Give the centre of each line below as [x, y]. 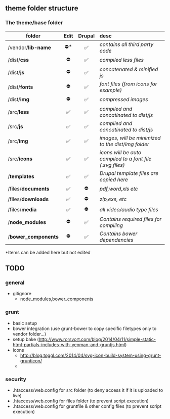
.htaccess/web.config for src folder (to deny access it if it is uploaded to [88, 390]
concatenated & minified [129, 69]
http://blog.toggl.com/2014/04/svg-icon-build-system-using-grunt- [91, 355]
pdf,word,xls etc [119, 189]
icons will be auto [120, 152]
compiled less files [122, 60]
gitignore [22, 294]
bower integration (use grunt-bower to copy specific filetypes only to [84, 329]
